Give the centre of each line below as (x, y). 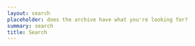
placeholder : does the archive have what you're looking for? (97, 20)
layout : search (29, 13)
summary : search (30, 26)
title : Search (27, 32)
